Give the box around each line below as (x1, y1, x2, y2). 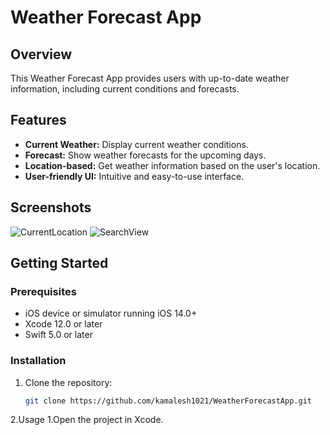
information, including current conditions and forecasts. (10, 83, 240, 95)
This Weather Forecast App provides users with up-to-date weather (10, 72, 290, 84)
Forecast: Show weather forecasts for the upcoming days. (24, 149, 267, 161)
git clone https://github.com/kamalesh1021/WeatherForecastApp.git (24, 396, 312, 406)
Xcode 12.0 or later (24, 318, 103, 330)
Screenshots (10, 199, 92, 216)
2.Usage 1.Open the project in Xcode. (10, 414, 164, 426)
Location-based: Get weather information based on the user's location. (24, 159, 321, 171)
